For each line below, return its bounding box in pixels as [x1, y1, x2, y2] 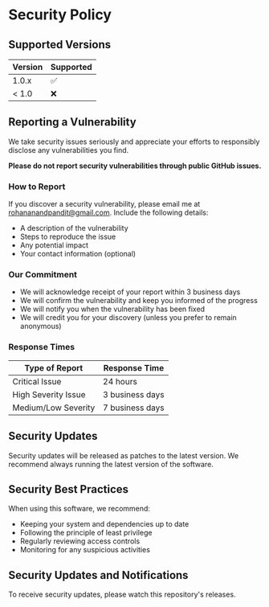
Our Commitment [8, 269, 78, 281]
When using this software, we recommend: [8, 504, 151, 514]
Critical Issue [12, 375, 62, 387]
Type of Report [24, 362, 84, 373]
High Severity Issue [12, 388, 86, 400]
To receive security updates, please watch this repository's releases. [8, 589, 236, 600]
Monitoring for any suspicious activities [19, 545, 151, 555]
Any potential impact [19, 240, 89, 250]
